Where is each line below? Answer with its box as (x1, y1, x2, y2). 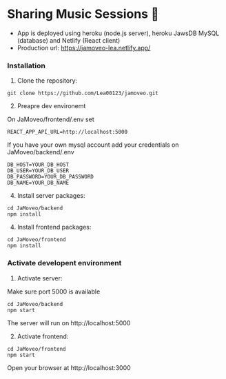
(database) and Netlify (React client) (17, 36, 121, 44)
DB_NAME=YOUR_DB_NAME (7, 179, 70, 187)
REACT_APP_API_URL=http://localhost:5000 (7, 129, 128, 136)
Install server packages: (17, 192, 85, 200)
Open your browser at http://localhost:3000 (7, 363, 131, 371)
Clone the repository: (17, 76, 78, 85)
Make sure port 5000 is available (7, 287, 101, 296)
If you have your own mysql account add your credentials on (7, 141, 179, 149)
